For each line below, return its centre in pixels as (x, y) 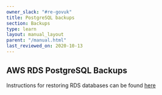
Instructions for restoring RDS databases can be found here (81, 85)
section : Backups (28, 23)
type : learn (21, 29)
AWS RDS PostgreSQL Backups (67, 71)
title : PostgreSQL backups (40, 18)
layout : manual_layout (35, 35)
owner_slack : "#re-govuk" (39, 12)
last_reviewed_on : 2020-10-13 (45, 46)
